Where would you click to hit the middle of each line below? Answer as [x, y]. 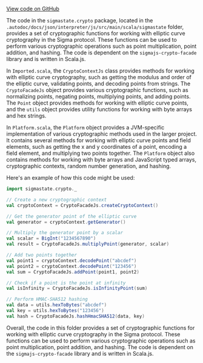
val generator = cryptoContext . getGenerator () [66, 222]
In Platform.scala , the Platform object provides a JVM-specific [85, 127]
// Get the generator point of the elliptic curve [72, 216]
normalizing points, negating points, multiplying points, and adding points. [98, 96]
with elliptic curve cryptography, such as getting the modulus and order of [99, 77]
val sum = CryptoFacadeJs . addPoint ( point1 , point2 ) [73, 272]
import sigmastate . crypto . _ [42, 189]
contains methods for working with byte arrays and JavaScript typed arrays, [101, 159]
